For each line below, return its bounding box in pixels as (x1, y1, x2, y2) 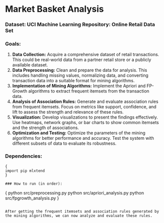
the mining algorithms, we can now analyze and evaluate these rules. (5, 213, 153, 218)
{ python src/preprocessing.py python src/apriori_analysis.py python (5, 190, 144, 195)
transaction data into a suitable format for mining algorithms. (12, 78, 135, 84)
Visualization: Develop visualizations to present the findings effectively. (12, 114, 158, 120)
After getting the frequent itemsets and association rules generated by (5, 209, 160, 214)
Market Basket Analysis (5, 3, 104, 15)
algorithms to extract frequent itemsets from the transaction (28, 88, 150, 94)
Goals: (5, 40, 21, 47)
